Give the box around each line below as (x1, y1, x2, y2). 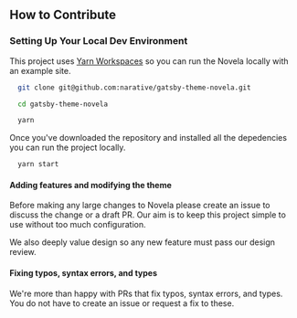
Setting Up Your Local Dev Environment (9, 35, 188, 48)
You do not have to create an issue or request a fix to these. (9, 297, 235, 309)
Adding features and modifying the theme (9, 179, 172, 190)
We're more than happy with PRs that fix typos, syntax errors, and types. (9, 288, 283, 299)
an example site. (9, 65, 71, 76)
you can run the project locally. (9, 142, 126, 154)
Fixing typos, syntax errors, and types (9, 267, 158, 278)
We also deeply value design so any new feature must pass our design (9, 237, 276, 248)
